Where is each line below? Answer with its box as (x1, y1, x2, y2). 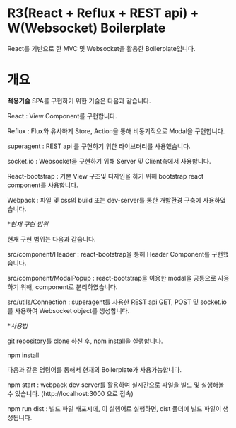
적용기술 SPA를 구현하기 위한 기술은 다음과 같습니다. (7, 96, 151, 105)
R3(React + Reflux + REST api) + (7, 5, 199, 21)
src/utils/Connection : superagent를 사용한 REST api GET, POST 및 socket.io (7, 298, 228, 306)
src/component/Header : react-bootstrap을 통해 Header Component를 (7, 249, 211, 258)
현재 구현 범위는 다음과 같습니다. (7, 235, 97, 243)
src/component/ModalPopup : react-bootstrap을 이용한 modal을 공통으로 (7, 274, 217, 282)
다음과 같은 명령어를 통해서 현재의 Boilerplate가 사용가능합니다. (7, 365, 182, 373)
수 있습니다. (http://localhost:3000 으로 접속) (7, 389, 134, 398)
